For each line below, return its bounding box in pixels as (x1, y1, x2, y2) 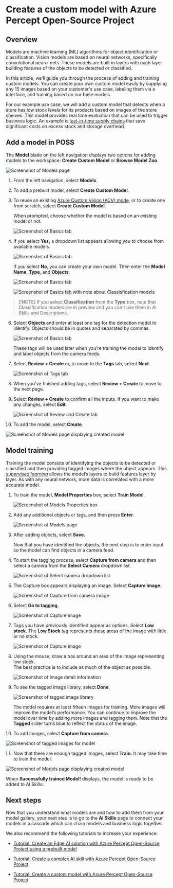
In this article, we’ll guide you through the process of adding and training (6, 75, 160, 81)
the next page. (13, 386, 44, 392)
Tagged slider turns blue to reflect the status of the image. (13, 720, 138, 726)
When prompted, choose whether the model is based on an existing (13, 212, 157, 219)
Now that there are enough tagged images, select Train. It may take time (13, 750, 167, 756)
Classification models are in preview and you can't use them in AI (18, 304, 157, 310)
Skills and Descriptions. (18, 310, 68, 316)
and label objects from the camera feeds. (13, 350, 101, 357)
